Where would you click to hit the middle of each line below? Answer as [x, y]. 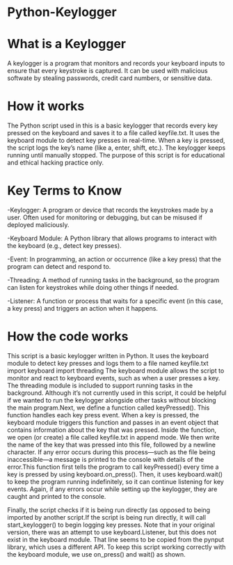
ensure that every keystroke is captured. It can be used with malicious [108, 71]
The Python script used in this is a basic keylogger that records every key [112, 125]
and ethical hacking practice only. [56, 163]
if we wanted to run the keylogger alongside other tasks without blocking [112, 400]
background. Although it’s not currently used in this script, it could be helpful [117, 393]
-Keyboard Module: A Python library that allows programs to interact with [112, 238]
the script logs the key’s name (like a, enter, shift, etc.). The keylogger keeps [116, 148]
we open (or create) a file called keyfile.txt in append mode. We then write [113, 437]
